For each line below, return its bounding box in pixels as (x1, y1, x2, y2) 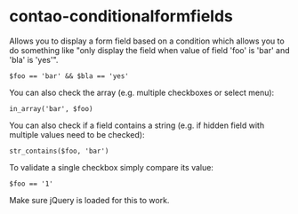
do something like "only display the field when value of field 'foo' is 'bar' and (9, 44, 290, 55)
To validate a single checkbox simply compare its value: (9, 162, 213, 172)
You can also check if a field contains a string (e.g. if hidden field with (9, 120, 265, 131)
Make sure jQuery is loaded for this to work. (9, 194, 170, 205)
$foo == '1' (9, 179, 53, 188)
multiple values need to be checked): (9, 129, 145, 139)
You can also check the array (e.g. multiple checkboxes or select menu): (9, 87, 275, 98)
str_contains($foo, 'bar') (9, 147, 109, 155)
